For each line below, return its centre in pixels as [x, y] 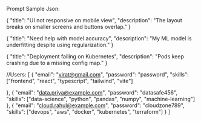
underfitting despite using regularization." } [60, 45]
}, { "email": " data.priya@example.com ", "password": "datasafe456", [92, 92]
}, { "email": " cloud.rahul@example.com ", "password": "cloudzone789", [95, 105]
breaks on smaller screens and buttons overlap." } [69, 27]
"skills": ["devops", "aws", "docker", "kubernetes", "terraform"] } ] [88, 112]
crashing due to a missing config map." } [57, 63]
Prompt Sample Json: [33, 9]
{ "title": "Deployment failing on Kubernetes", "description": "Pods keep [95, 56]
